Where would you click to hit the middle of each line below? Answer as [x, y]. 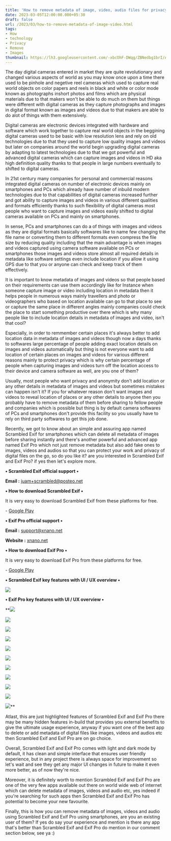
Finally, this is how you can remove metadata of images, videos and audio [83, 811]
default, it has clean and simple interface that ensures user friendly [76, 754]
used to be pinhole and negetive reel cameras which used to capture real [82, 83]
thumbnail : [17, 57]
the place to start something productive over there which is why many [79, 313]
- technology [19, 39]
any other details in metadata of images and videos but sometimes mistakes [85, 387]
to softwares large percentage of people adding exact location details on [81, 344]
